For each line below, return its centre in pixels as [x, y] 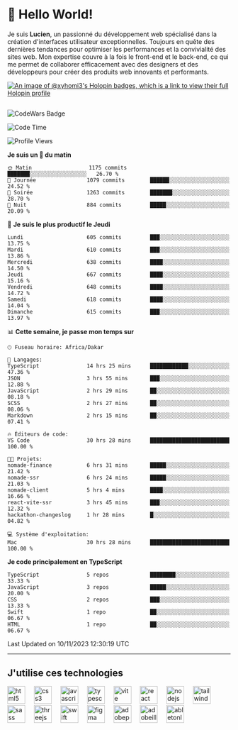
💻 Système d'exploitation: [49, 535]
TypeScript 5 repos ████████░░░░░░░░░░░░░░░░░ [119, 575]
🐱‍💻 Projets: [25, 459]
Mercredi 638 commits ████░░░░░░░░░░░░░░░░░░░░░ [119, 262]
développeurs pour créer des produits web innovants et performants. [108, 72]
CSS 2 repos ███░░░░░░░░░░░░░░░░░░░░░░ [119, 600]
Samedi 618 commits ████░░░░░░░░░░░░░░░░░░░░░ [119, 300]
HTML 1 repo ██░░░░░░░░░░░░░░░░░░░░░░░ [119, 625]
